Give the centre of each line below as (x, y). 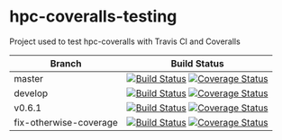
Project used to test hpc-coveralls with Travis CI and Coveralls (125, 41)
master (28, 78)
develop (31, 93)
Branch (66, 63)
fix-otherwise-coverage (66, 122)
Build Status (197, 63)
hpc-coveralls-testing (93, 17)
